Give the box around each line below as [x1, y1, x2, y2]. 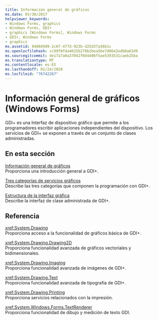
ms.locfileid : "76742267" [5, 72, 58, 77]
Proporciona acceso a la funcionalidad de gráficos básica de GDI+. [5, 230, 142, 236]
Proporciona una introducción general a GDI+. [5, 168, 99, 174]
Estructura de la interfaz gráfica [5, 192, 70, 198]
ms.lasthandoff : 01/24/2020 [5, 67, 63, 72]
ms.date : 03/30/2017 [5, 12, 48, 17]
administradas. [5, 135, 36, 141]
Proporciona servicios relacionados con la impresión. [5, 295, 114, 301]
